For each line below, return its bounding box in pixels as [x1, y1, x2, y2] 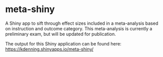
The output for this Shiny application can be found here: [5, 40, 122, 46]
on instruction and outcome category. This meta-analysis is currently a [5, 25, 152, 31]
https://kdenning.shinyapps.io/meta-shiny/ [5, 46, 94, 52]
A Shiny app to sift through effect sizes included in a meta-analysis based [5, 20, 158, 26]
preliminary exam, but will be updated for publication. [5, 31, 116, 37]
